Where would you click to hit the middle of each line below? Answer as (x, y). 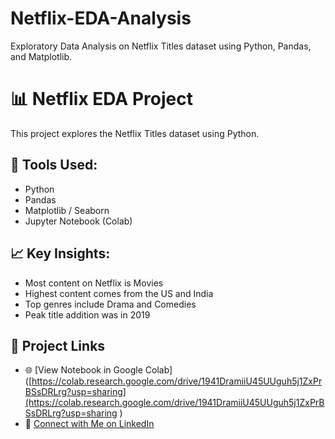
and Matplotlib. (41, 56)
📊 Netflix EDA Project (101, 99)
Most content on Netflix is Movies (94, 283)
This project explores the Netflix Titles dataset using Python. (135, 133)
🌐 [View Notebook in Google (83, 370)
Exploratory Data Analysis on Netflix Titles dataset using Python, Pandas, (161, 46)
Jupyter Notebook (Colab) (78, 221)
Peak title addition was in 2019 (87, 314)
